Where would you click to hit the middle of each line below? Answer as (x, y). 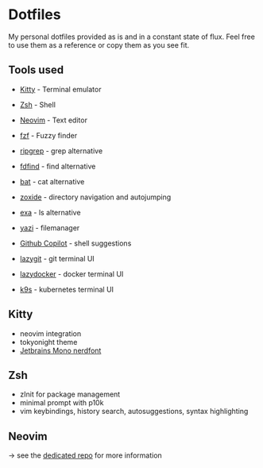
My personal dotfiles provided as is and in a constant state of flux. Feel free (132, 37)
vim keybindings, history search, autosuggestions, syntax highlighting (134, 412)
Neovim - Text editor (53, 120)
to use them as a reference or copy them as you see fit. (99, 44)
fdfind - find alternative (58, 166)
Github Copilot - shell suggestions (75, 243)
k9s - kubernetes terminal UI (66, 289)
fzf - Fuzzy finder (48, 135)
